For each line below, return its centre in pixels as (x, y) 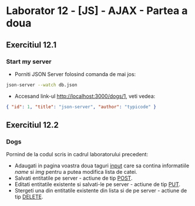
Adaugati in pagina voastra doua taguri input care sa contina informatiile (102, 166)
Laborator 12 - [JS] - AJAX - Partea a (97, 11)
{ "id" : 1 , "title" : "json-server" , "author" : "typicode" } (81, 107)
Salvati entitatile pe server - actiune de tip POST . (73, 178)
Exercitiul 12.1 (31, 45)
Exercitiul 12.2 (32, 125)
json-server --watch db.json (42, 85)
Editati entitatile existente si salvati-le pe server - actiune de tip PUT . (97, 184)
